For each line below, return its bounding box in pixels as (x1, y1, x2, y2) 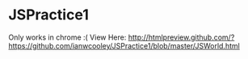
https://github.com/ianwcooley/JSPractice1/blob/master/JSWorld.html (8, 40, 240, 50)
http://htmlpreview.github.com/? (128, 32, 235, 42)
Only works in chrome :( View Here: (8, 32, 127, 42)
